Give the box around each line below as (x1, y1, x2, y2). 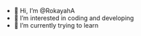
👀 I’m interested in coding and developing (13, 14, 135, 22)
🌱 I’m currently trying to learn (13, 21, 99, 29)
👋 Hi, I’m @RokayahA (13, 7, 75, 15)
